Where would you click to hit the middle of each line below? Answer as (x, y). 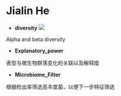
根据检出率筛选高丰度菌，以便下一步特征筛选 (60, 87)
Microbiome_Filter (37, 74)
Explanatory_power (39, 51)
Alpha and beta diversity (36, 39)
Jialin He (28, 11)
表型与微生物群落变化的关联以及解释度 (53, 62)
